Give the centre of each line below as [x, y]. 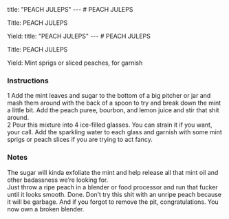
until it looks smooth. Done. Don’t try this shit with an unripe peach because [115, 194]
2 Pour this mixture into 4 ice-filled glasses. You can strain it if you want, [110, 125]
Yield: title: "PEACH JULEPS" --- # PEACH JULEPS [79, 36]
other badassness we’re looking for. [58, 180]
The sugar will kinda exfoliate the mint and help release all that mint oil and [113, 172]
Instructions [28, 81]
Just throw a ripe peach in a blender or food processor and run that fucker [112, 187]
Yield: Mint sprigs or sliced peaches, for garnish [75, 63]
